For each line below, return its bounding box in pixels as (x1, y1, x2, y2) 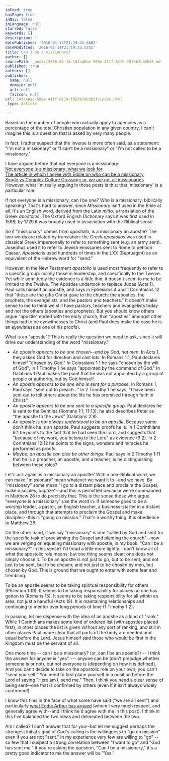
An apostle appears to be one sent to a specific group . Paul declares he (12, 402, 162, 409)
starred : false (5, 26, 37, 31)
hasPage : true (5, 12, 35, 17)
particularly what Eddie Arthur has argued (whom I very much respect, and (5, 703, 160, 709)
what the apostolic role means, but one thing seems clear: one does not (5, 551, 154, 557)
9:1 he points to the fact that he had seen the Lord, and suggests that (12, 430, 156, 436)
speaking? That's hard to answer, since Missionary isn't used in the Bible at (5, 202, 161, 209)
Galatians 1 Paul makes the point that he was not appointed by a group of (12, 371, 164, 377)
